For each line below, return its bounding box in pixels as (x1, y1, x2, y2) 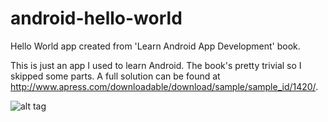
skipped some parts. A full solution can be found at (10, 70, 221, 82)
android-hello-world (10, 7, 183, 30)
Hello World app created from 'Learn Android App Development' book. (10, 40, 301, 52)
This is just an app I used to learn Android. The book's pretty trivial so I (10, 59, 302, 71)
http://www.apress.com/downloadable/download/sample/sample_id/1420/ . (10, 80, 319, 92)
